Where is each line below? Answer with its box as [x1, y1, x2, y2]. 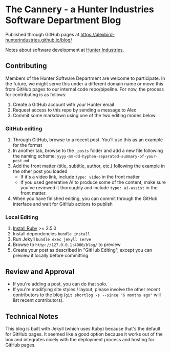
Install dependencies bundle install [12, 231, 91, 237]
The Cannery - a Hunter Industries [5, 4, 155, 15]
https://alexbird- [80, 31, 115, 37]
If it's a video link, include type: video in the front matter [20, 174, 140, 180]
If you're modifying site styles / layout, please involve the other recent [12, 286, 160, 293]
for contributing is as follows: [5, 91, 67, 98]
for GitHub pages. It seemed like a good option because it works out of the [5, 331, 163, 337]
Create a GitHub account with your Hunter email [12, 101, 114, 107]
